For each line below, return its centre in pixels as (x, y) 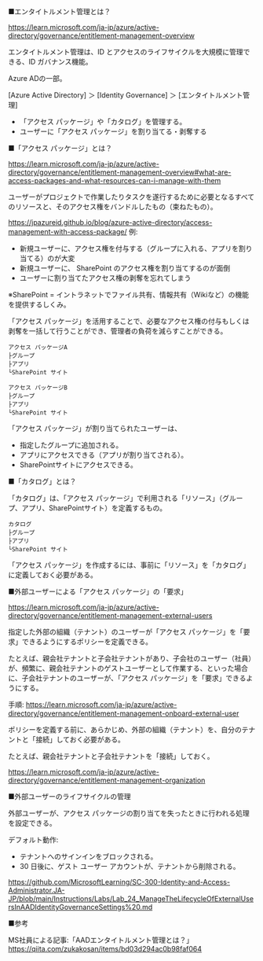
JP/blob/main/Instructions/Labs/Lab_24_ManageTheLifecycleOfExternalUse (131, 898)
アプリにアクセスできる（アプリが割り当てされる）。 (104, 455)
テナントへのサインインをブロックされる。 (88, 856)
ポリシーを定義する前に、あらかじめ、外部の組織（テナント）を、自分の (125, 729)
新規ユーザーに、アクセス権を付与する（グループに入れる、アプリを (129, 249)
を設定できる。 (32, 823)
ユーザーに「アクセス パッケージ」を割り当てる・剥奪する (113, 131)
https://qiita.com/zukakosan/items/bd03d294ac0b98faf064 (105, 949)
